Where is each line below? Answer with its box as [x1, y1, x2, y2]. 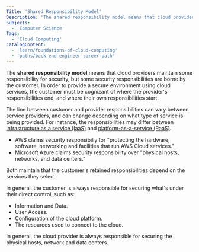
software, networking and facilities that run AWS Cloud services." [14, 142, 175, 149]
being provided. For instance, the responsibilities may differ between [6, 118, 174, 125]
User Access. [14, 208, 48, 215]
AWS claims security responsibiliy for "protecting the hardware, [14, 136, 170, 143]
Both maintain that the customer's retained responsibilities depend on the [6, 167, 185, 174]
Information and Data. [14, 202, 68, 209]
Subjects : [6, 20, 31, 25]
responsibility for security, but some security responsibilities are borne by [6, 75, 186, 82]
